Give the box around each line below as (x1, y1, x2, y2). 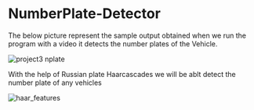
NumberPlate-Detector (8, 5, 161, 23)
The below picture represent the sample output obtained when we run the (8, 31, 247, 40)
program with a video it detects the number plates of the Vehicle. (8, 38, 218, 48)
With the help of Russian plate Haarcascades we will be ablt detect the (8, 69, 237, 79)
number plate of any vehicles (8, 78, 102, 87)
